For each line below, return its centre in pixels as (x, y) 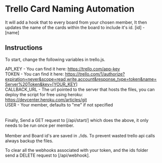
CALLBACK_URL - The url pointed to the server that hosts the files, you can (80, 89)
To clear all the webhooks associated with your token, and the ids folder (77, 150)
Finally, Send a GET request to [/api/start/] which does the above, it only (77, 120)
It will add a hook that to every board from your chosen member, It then (76, 22)
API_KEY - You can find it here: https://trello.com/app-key (62, 69)
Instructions (24, 48)
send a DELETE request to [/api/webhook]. (48, 155)
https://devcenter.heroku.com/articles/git (46, 100)
